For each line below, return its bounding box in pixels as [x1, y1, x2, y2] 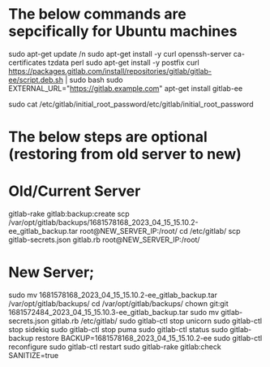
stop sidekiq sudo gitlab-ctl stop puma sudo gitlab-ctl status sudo [8, 325, 229, 334]
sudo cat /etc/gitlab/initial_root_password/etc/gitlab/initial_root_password [8, 99, 254, 109]
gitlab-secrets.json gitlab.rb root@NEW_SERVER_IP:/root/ [8, 235, 200, 244]
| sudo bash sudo [64, 75, 123, 84]
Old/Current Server [8, 182, 141, 201]
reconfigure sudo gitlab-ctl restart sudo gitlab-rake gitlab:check [8, 342, 221, 352]
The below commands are [8, 5, 186, 24]
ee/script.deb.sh [8, 75, 63, 84]
